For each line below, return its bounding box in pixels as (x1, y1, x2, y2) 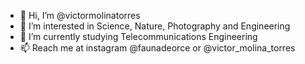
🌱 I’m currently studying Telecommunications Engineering (19, 31, 258, 42)
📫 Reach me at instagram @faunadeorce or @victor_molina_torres (19, 42, 296, 54)
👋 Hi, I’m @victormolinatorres (19, 10, 141, 21)
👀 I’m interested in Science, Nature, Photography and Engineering (19, 20, 291, 32)
